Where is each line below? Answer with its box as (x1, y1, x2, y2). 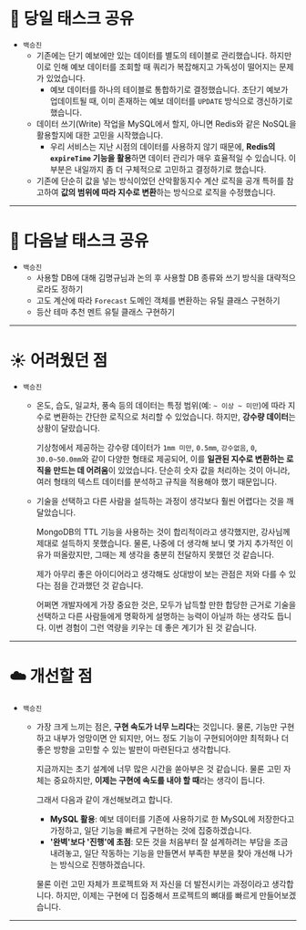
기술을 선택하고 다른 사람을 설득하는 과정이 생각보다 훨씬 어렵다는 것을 (36, 495, 285, 506)
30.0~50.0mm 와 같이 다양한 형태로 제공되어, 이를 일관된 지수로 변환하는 (36, 453, 285, 464)
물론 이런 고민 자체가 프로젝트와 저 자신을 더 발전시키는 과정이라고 (36, 878, 270, 889)
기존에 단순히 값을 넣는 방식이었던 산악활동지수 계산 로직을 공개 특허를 (36, 175, 285, 186)
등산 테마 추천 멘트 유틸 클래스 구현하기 (36, 306, 176, 317)
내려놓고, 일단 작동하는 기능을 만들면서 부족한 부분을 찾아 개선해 (49, 847, 276, 858)
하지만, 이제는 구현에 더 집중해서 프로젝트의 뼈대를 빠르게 (56, 890, 258, 901)
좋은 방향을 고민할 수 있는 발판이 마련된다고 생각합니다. (36, 744, 231, 755)
